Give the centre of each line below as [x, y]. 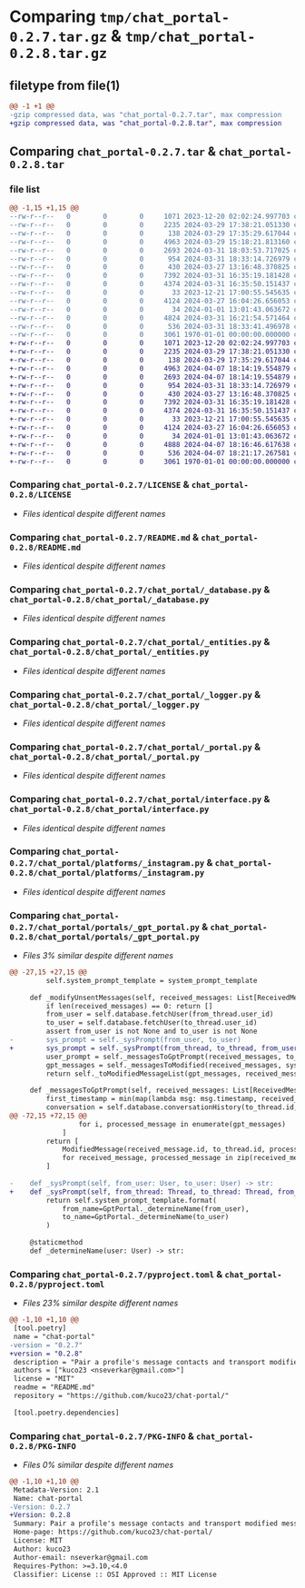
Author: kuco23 [42, 1549]
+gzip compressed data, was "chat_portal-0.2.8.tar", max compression [146, 123]
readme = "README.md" [54, 1387]
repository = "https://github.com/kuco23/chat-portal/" [121, 1396]
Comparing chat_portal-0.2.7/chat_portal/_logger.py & [135, 694]
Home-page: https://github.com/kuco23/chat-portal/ [113, 1533]
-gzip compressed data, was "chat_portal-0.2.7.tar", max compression [146, 114]
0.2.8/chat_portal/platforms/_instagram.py [107, 873]
